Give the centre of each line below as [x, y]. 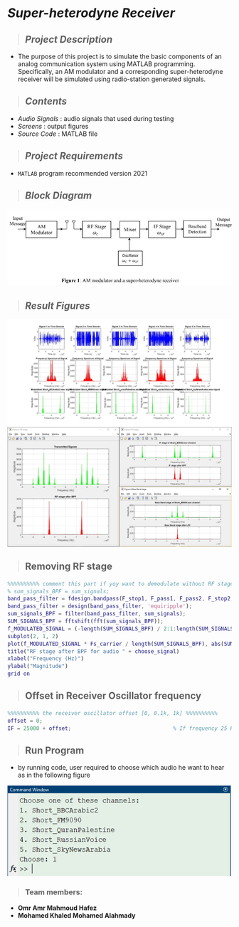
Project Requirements [74, 156]
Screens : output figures [53, 126]
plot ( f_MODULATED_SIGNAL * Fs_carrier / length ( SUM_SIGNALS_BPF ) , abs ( [116, 644]
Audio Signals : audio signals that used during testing [96, 118]
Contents [46, 101]
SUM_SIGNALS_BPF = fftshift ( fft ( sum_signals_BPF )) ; [85, 621]
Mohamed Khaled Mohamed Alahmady [76, 915]
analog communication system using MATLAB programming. [106, 64]
